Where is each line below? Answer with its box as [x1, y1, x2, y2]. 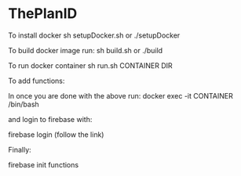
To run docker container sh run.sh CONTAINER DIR [8, 60, 173, 70]
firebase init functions [8, 160, 79, 169]
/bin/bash [8, 99, 39, 109]
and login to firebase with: [8, 114, 93, 124]
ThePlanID [8, 5, 78, 23]
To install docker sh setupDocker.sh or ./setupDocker [8, 31, 181, 40]
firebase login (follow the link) [8, 130, 104, 139]
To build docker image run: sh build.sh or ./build [8, 45, 163, 55]
